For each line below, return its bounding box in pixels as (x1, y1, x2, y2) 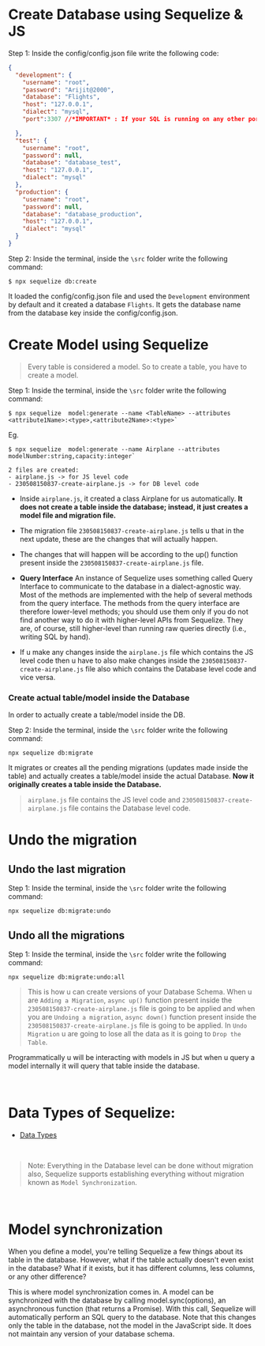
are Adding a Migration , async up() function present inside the (27, 995, 233, 1005)
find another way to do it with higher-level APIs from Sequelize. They (19, 615, 244, 625)
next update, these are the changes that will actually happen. (19, 534, 218, 543)
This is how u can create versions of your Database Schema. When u (27, 987, 252, 996)
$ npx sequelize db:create (8, 277, 97, 285)
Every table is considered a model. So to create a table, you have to (27, 362, 247, 371)
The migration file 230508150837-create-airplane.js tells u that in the (19, 525, 244, 535)
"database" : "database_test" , (22, 159, 122, 167)
